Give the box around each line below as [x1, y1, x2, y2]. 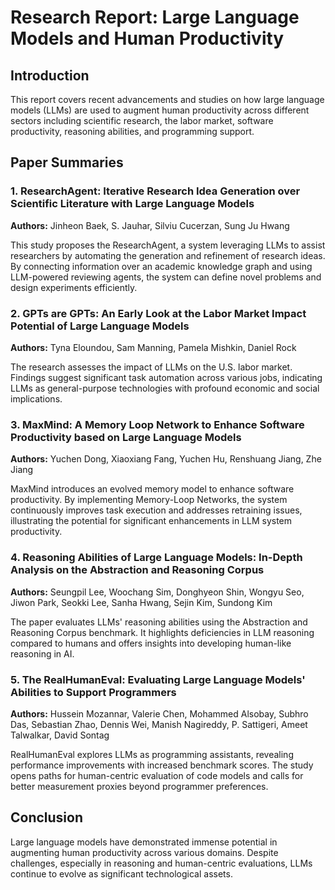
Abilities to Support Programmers [10, 685, 177, 699]
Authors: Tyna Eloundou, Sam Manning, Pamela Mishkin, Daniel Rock [10, 341, 297, 353]
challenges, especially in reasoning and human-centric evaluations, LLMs [10, 857, 313, 869]
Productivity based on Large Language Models [10, 430, 242, 444]
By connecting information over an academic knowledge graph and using [10, 260, 313, 272]
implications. [10, 392, 63, 405]
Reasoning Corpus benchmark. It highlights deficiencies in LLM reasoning [10, 626, 315, 638]
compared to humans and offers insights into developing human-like [10, 637, 292, 649]
